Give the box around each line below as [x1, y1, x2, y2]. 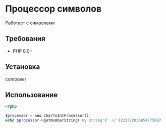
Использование [5, 91, 58, 99]
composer [5, 76, 27, 82]
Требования [5, 34, 45, 43]
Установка [5, 63, 40, 71]
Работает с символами [5, 20, 55, 26]
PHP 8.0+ [12, 48, 33, 54]
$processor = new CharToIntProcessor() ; [5, 113, 92, 118]
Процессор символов [5, 3, 102, 15]
